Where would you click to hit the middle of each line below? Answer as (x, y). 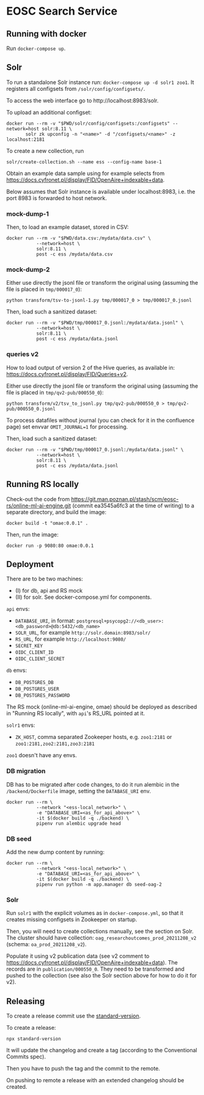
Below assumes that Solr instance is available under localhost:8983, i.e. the (101, 191)
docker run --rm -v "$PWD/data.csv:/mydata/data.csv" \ (79, 238)
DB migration (26, 771)
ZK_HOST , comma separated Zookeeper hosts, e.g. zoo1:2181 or (93, 737)
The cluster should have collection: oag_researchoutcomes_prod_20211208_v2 (101, 938)
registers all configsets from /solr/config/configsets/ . (76, 88)
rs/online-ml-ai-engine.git (39, 505)
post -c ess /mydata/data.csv (75, 254)
